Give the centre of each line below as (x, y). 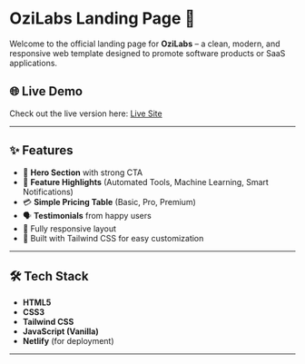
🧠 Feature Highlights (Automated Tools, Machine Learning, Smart (146, 182)
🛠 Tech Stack (49, 276)
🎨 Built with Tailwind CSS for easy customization (113, 238)
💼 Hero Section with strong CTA (83, 172)
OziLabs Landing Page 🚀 (103, 19)
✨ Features (41, 150)
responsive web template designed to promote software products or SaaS (148, 53)
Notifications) (48, 192)
